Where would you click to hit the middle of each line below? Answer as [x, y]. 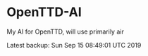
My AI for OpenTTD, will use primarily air [65, 31]
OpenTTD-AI [44, 12]
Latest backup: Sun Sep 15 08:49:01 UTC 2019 [74, 45]
